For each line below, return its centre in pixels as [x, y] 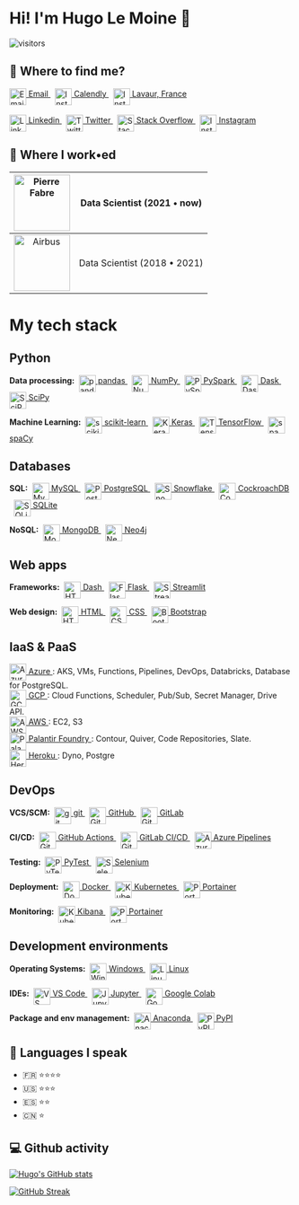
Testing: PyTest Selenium [79, 862]
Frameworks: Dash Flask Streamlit [108, 587]
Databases [40, 466]
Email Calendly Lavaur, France [107, 93]
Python [30, 358]
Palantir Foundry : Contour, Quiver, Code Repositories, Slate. [140, 739]
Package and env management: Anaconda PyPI [121, 1017]
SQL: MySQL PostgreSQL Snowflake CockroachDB [149, 488]
